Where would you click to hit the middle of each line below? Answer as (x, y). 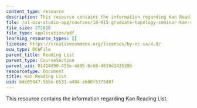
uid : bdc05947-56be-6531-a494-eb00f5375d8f (60, 82)
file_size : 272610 (28, 28)
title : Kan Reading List (36, 76)
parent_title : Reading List (40, 55)
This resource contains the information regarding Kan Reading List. (87, 99)
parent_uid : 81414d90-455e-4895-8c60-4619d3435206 (69, 66)
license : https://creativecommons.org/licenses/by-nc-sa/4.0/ (84, 44)
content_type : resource (35, 11)
